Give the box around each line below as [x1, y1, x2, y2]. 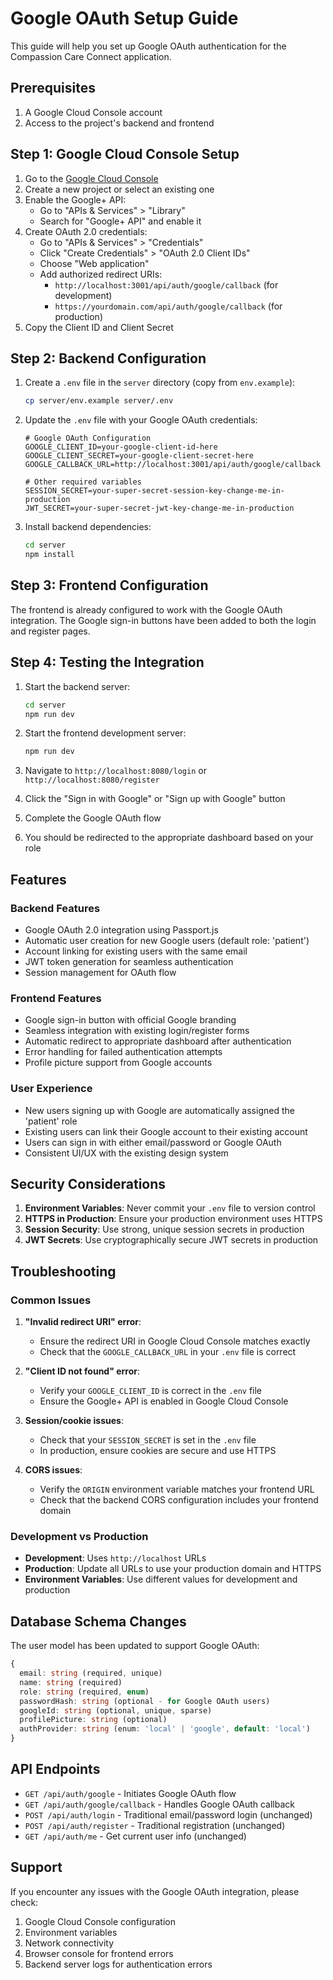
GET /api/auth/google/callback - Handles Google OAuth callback [24, 1798, 296, 1810]
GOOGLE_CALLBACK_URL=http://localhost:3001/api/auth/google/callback [24, 460, 322, 470]
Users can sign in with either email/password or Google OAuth [24, 1136, 282, 1148]
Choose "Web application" [39, 257, 150, 269]
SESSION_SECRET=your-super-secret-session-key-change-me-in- [24, 486, 286, 496]
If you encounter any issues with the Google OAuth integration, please [10, 1885, 300, 1897]
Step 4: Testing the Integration [10, 654, 205, 671]
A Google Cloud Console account [24, 106, 163, 118]
